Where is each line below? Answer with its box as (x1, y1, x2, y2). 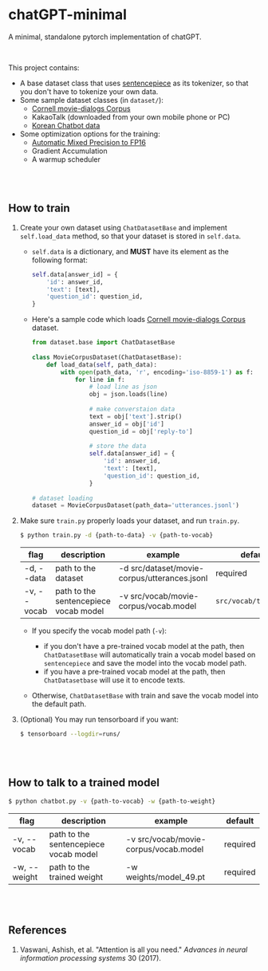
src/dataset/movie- (130, 563, 205, 574)
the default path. (31, 699, 86, 709)
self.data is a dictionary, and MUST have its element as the (31, 246, 229, 256)
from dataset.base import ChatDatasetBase (31, 339, 175, 347)
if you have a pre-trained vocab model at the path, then (43, 667, 226, 677)
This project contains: (8, 62, 80, 73)
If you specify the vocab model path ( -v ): (31, 626, 167, 635)
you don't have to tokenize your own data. (19, 86, 159, 96)
